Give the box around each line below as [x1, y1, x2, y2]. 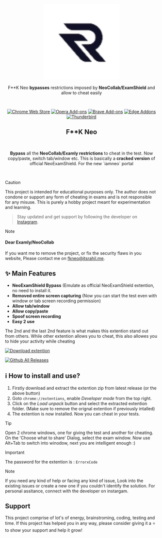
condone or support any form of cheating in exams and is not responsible [5, 194, 152, 200]
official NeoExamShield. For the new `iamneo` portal [30, 160, 133, 166]
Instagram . [16, 219, 39, 225]
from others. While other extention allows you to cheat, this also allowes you [5, 333, 158, 339]
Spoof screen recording [12, 313, 62, 319]
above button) [12, 390, 40, 396]
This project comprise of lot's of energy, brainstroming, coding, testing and [5, 515, 155, 521]
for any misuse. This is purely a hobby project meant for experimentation [5, 199, 150, 205]
